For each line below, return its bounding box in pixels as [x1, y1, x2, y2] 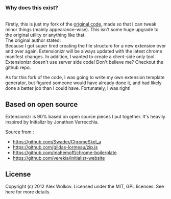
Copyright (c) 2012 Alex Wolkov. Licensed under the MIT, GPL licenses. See [5, 183, 164, 189]
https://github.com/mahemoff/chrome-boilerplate [12, 150, 117, 156]
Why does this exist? [5, 4, 59, 11]
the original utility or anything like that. [5, 32, 86, 38]
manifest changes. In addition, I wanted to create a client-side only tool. [5, 54, 156, 60]
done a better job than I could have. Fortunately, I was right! [5, 85, 131, 91]
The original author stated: [5, 37, 61, 43]
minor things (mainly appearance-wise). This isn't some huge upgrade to [5, 27, 159, 33]
